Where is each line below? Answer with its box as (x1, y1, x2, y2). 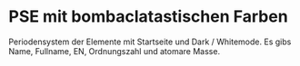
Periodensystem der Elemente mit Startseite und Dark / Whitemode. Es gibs (8, 36, 292, 47)
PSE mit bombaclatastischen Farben (8, 6, 288, 27)
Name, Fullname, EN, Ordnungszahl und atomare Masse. (8, 45, 220, 56)
